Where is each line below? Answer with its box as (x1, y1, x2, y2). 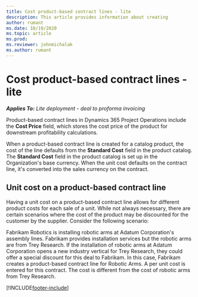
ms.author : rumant (6, 47, 52, 53)
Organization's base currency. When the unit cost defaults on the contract (6, 159, 187, 166)
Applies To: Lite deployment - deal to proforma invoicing (6, 105, 145, 112)
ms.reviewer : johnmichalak (6, 42, 73, 48)
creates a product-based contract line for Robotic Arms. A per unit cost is (6, 260, 186, 267)
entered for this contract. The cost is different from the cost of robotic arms (6, 266, 191, 273)
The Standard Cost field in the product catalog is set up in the (6, 153, 158, 160)
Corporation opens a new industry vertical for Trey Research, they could (6, 247, 183, 254)
